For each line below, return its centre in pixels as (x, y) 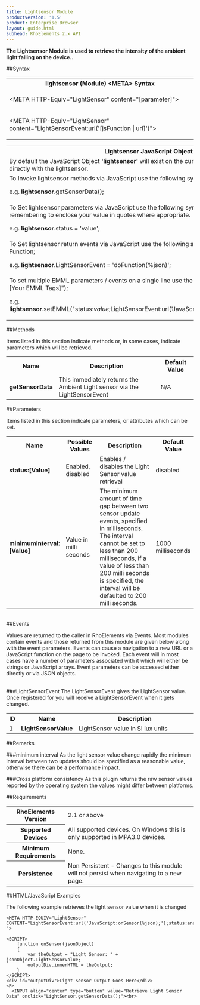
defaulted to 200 (123, 596)
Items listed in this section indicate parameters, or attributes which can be (97, 421)
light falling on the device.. (40, 57)
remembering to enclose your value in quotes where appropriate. (100, 215)
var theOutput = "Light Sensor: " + (73, 954)
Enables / (113, 459)
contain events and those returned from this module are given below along (98, 642)
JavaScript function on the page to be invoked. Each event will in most (92, 654)
